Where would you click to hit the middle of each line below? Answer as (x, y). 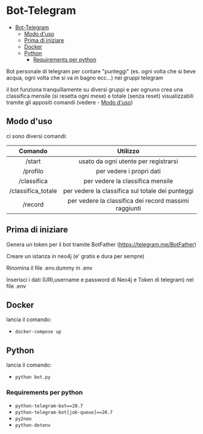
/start (33, 161)
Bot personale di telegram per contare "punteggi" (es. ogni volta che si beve (101, 71)
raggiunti (128, 208)
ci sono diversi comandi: (37, 136)
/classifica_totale (33, 190)
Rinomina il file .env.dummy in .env (49, 268)
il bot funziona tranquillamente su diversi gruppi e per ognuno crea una (95, 89)
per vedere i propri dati (128, 171)
